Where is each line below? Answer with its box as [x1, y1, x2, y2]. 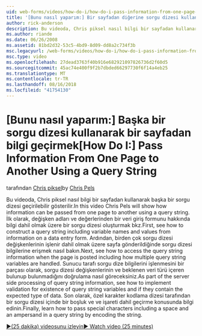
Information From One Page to [6, 152, 159, 166]
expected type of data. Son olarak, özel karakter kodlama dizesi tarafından [6, 291, 191, 299]
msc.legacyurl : [6, 48, 44, 54]
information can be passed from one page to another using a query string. [6, 208, 190, 216]
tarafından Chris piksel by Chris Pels [6, 184, 95, 191]
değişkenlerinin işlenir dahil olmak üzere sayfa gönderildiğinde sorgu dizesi [6, 240, 192, 247]
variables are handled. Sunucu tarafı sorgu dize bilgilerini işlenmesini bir [6, 260, 185, 267]
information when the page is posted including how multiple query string [6, 254, 186, 261]
